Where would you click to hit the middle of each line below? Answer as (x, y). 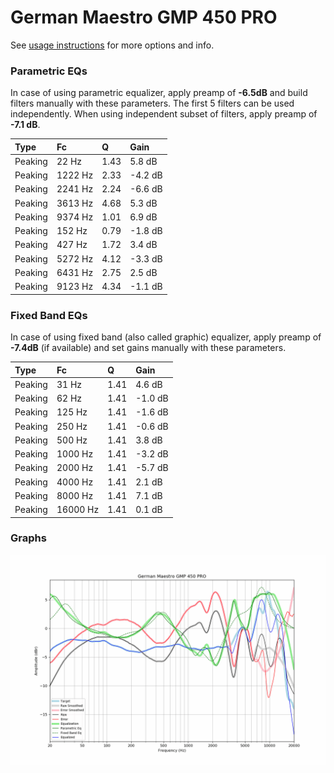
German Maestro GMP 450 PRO (144, 17)
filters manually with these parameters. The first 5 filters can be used (152, 103)
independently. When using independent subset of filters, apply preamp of (164, 114)
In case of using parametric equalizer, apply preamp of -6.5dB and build (159, 93)
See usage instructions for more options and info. (112, 45)
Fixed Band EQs (49, 315)
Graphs (28, 538)
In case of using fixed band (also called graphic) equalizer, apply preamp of (166, 337)
